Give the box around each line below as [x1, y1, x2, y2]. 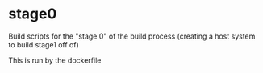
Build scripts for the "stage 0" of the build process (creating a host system [8, 31, 256, 41]
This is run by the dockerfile [8, 55, 102, 65]
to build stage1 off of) [8, 39, 79, 49]
